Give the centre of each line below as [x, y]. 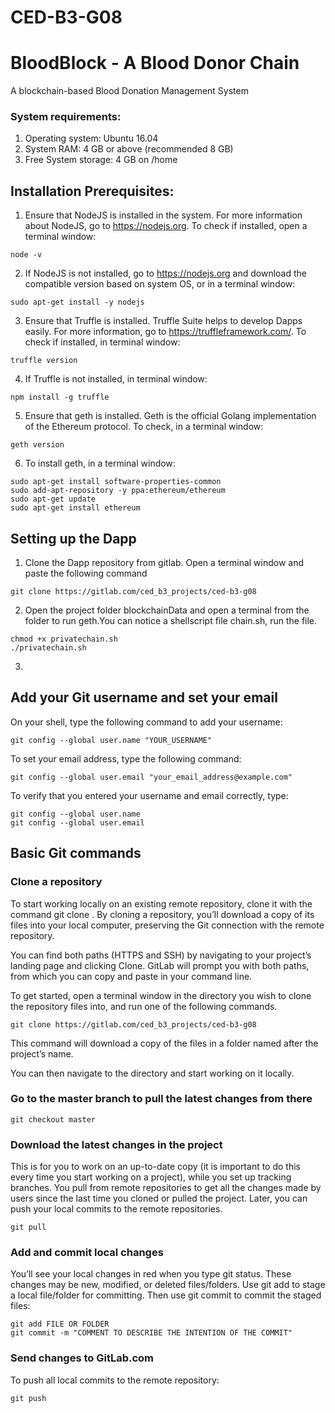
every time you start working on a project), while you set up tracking [151, 1177]
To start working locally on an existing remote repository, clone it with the [161, 903]
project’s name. [42, 1053]
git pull [28, 1227]
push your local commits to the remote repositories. [116, 1209]
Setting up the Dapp [73, 538]
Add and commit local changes [87, 1253]
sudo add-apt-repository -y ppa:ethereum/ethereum [118, 491]
